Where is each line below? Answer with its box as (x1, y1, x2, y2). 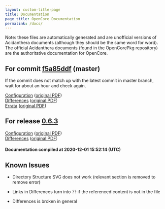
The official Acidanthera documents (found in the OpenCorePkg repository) (5, 45, 158, 51)
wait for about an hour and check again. (5, 83, 86, 89)
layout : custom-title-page (5, 7, 61, 12)
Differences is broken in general (12, 198, 77, 205)
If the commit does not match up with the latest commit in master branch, (5, 77, 154, 84)
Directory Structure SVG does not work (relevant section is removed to (12, 174, 156, 180)
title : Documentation (5, 12, 50, 17)
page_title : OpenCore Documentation (5, 16, 80, 21)
